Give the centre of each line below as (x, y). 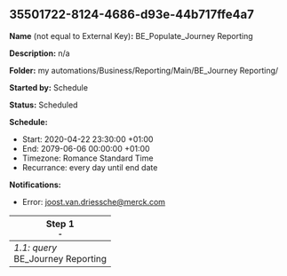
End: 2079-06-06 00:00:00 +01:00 (86, 148)
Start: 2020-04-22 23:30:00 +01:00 (88, 139)
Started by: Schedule (49, 87)
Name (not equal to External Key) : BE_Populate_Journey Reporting (131, 35)
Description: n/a (40, 53)
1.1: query (36, 248)
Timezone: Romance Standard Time (88, 158)
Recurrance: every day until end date (90, 167)
